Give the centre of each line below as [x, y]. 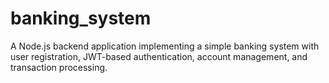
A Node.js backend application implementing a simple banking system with [165, 46]
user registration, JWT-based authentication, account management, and [159, 56]
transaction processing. [59, 67]
